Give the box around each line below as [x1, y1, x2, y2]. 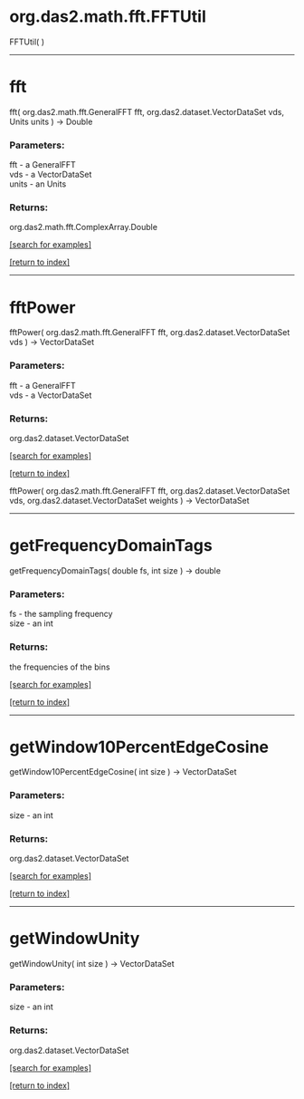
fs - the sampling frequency [9, 609, 113, 620]
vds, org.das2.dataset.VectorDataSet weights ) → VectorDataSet [9, 496, 251, 506]
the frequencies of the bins [9, 661, 110, 672]
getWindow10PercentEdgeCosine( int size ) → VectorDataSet [9, 766, 237, 777]
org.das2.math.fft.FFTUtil [9, 6, 206, 27]
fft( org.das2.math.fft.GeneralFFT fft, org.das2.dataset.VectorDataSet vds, [9, 106, 285, 117]
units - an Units [9, 178, 67, 189]
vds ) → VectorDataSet [9, 337, 95, 348]
